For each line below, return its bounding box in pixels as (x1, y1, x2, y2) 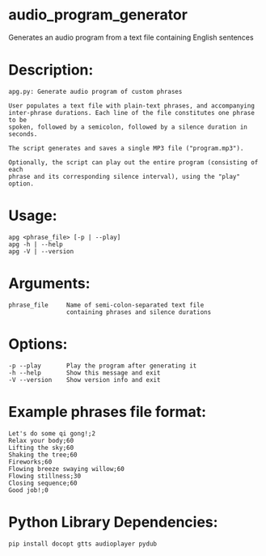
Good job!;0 (8, 486, 49, 494)
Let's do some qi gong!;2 (8, 429, 95, 438)
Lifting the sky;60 (8, 444, 74, 452)
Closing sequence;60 (8, 479, 78, 487)
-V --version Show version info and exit (8, 376, 161, 384)
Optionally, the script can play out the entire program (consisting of (8, 158, 259, 167)
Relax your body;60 (8, 436, 74, 444)
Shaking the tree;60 (8, 451, 78, 459)
